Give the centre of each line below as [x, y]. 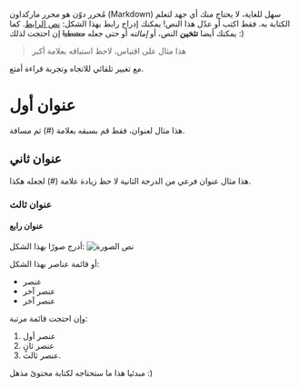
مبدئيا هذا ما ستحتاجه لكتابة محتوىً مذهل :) [81, 373]
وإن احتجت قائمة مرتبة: [49, 318]
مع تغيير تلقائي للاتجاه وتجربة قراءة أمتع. [77, 69]
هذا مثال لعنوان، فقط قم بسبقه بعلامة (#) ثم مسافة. [97, 130]
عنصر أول [39, 335]
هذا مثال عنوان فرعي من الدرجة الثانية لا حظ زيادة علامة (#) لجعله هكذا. [130, 181]
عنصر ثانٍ [38, 345]
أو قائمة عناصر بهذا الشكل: [55, 264]
